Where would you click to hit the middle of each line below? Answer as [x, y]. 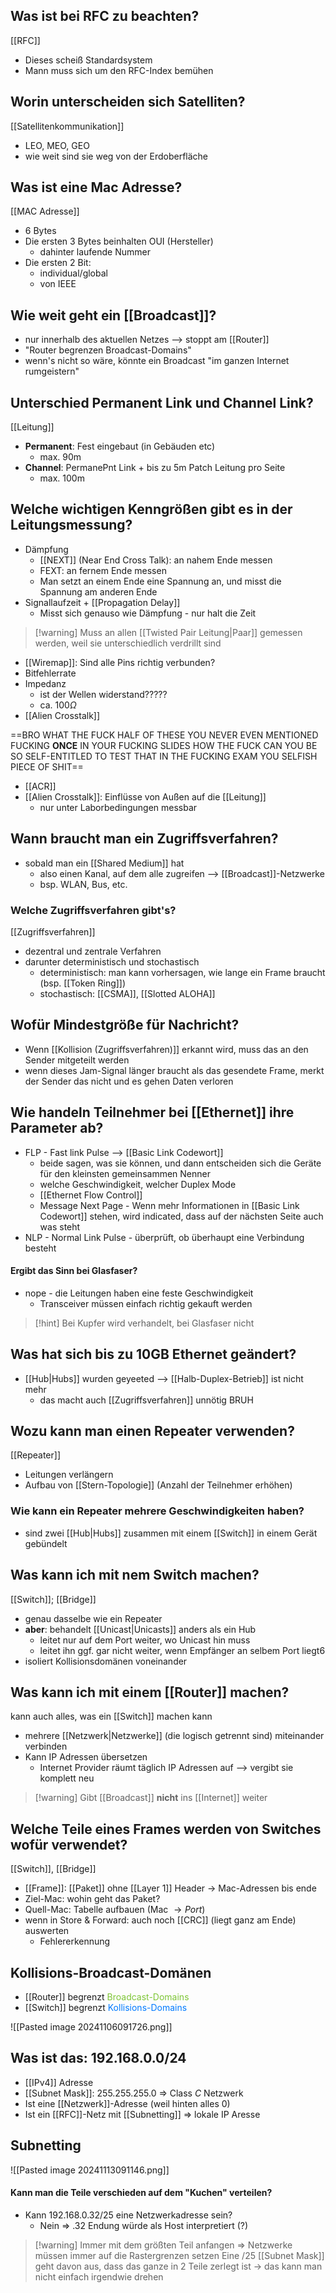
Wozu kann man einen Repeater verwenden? [152, 1431]
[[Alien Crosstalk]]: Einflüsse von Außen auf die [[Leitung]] [145, 796]
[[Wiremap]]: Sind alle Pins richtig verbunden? [120, 662]
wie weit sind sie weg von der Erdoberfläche [116, 156]
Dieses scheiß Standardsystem [88, 60]
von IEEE [58, 284]
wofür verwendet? [69, 1844]
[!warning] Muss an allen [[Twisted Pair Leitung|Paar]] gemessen [168, 632]
